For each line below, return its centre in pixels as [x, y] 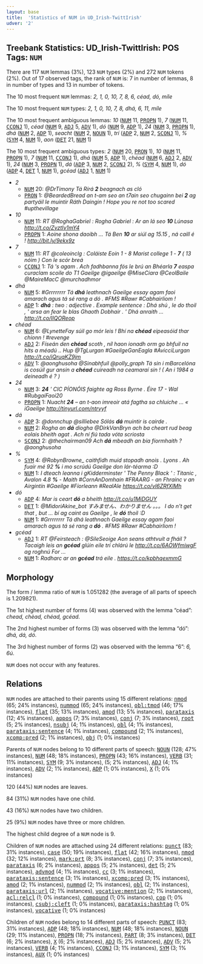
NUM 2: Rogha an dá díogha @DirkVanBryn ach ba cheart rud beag [108, 428]
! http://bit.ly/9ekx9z [49, 241]
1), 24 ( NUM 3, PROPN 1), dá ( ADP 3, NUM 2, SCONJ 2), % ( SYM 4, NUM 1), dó [96, 164]
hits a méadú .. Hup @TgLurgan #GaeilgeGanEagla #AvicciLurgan [107, 351]
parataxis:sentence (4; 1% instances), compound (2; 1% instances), [95, 731]
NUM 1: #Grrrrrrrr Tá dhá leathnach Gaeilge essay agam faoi [99, 520]
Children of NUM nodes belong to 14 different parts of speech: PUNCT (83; [96, 922]
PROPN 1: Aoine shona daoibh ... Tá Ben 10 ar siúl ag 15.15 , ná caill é [109, 234]
